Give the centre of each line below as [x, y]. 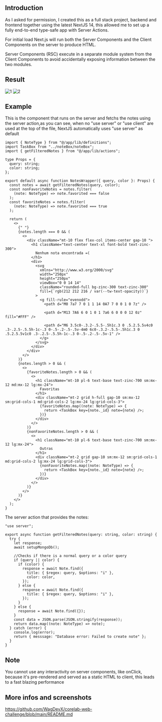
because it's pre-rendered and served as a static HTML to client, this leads [80, 677]
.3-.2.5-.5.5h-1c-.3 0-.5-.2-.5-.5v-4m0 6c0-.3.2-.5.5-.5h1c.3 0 [72, 330]
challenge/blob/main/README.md [39, 714]
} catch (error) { [28, 628]
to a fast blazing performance [35, 682]
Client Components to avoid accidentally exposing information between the [80, 59]
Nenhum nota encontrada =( [63, 253]
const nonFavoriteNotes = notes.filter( [51, 189]
